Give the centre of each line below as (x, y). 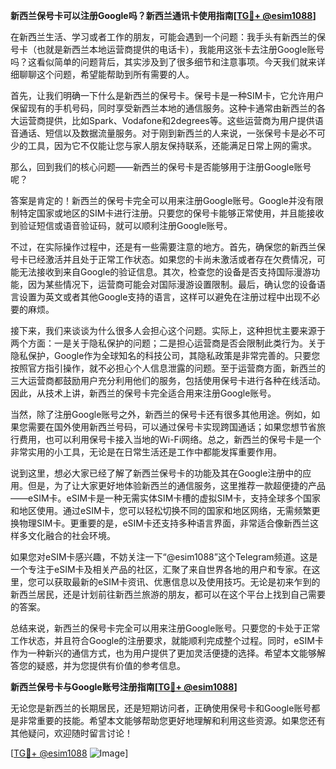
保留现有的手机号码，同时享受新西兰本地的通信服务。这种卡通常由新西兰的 (163, 108)
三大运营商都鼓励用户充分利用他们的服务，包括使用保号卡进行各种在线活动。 (168, 380)
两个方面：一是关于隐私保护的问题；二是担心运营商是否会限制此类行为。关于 (168, 343)
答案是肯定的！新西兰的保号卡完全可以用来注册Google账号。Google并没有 (162, 200)
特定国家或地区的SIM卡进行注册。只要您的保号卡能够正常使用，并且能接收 (171, 213)
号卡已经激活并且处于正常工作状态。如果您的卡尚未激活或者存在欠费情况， (163, 259)
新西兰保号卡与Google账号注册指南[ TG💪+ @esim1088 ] (124, 687)
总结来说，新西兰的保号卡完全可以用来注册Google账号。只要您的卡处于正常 (165, 628)
